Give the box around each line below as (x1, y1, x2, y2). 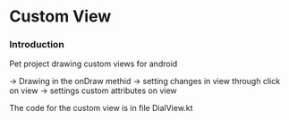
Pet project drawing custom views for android (9, 58, 178, 69)
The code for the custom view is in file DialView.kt (9, 103, 193, 114)
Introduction (9, 39, 64, 51)
